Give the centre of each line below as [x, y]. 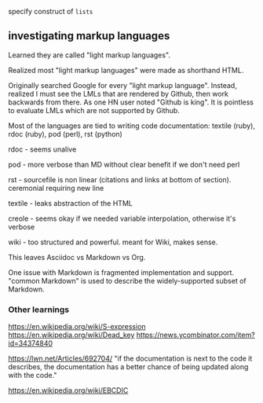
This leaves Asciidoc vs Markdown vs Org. [77, 257]
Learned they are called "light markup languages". [89, 55]
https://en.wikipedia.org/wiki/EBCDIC [68, 390]
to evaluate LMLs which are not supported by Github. [94, 110]
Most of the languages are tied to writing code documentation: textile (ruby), [131, 126]
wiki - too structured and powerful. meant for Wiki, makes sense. [113, 242]
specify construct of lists [51, 11]
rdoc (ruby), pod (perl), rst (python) [66, 134]
